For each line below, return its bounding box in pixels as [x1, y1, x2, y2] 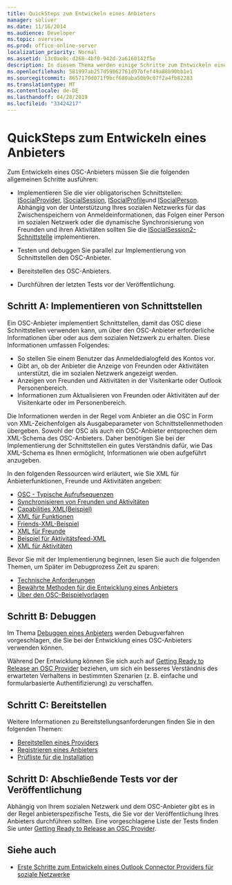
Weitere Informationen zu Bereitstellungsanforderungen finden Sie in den [7, 717, 215, 726]
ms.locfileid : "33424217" [7, 100, 81, 107]
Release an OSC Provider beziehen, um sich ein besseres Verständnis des [7, 664, 218, 672]
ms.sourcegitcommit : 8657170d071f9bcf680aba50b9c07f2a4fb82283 [7, 74, 193, 82]
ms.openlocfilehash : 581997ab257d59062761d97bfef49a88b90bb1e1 [7, 68, 193, 75]
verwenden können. [7, 643, 64, 652]
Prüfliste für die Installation [17, 753, 95, 762]
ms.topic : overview [7, 36, 64, 43]
